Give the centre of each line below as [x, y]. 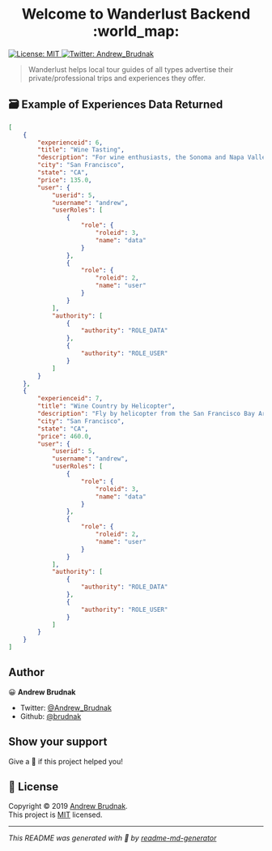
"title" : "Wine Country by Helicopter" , [106, 406]
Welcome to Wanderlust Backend [136, 14]
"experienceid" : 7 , [70, 399]
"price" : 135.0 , [65, 180]
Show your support [58, 742]
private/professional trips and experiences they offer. [117, 78]
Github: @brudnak [51, 716]
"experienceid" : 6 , [70, 143]
